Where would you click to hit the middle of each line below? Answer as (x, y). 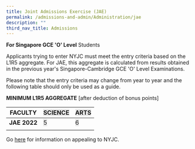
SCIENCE (56, 113)
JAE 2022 (23, 123)
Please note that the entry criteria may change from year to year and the (94, 80)
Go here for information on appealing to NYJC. (63, 140)
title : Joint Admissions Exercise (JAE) (57, 12)
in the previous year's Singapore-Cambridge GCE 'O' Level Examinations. (95, 69)
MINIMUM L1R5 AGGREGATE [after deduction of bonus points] (82, 98)
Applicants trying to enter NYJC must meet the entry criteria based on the (96, 56)
